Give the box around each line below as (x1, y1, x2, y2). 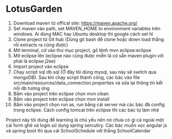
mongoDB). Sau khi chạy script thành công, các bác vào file (13, 74, 140, 80)
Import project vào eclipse (13, 63, 69, 69)
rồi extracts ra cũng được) (13, 41, 69, 48)
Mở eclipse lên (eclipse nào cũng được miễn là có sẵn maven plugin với (13, 52, 164, 59)
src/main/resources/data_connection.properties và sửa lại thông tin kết (13, 80, 163, 86)
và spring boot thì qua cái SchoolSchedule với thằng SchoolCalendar (6, 127, 151, 133)
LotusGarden (6, 3, 63, 15)
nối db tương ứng (13, 85, 50, 91)
